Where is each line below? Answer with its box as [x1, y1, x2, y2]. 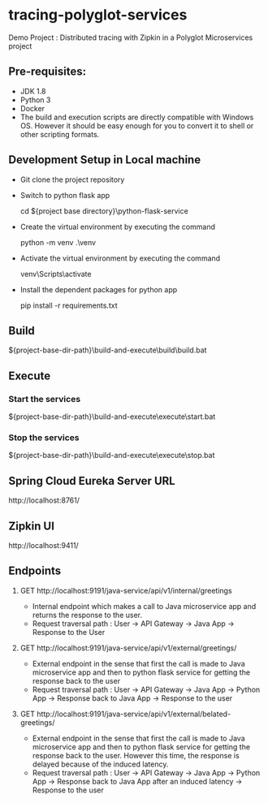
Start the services [8, 393, 81, 404]
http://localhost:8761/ [8, 495, 80, 505]
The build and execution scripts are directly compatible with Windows [19, 112, 254, 122]
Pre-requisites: [8, 65, 87, 79]
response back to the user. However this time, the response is [32, 750, 240, 760]
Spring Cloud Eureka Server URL [8, 473, 176, 488]
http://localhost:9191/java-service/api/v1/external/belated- [36, 709, 231, 719]
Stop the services [8, 432, 80, 443]
